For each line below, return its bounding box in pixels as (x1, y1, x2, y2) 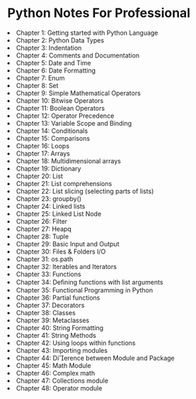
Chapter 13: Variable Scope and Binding (16, 119, 132, 127)
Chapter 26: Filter (16, 217, 68, 225)
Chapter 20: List (16, 172, 64, 180)
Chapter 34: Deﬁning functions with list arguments (16, 278, 163, 286)
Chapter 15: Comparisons (16, 133, 91, 143)
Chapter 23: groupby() (16, 194, 82, 203)
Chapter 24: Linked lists (16, 202, 86, 210)
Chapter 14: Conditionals (16, 126, 88, 135)
